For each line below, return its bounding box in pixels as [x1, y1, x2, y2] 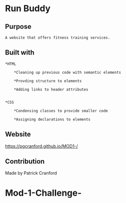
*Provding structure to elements [14, 79, 82, 83]
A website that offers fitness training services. [5, 35, 110, 40]
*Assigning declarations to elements [14, 117, 91, 122]
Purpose [5, 22, 32, 31]
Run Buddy [5, 3, 51, 14]
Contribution [5, 157, 45, 166]
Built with [5, 48, 35, 57]
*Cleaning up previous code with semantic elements [14, 70, 121, 75]
